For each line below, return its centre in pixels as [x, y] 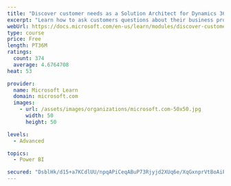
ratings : [20, 52]
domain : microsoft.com [46, 96]
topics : [18, 153]
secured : [20, 172]
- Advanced [29, 141]
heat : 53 [20, 71]
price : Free [24, 39]
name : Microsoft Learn [46, 90]
